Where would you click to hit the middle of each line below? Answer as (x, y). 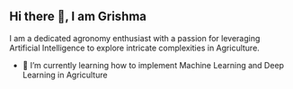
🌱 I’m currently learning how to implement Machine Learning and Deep (153, 65)
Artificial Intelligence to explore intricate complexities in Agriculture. (135, 48)
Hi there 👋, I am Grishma (78, 17)
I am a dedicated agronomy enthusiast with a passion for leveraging (135, 38)
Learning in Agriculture (65, 75)
